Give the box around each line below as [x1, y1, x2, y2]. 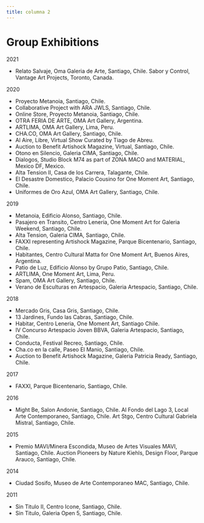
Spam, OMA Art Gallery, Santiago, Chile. [15, 276, 117, 284]
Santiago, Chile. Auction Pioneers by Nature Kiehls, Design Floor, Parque [15, 449, 199, 456]
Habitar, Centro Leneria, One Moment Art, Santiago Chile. [15, 320, 160, 327]
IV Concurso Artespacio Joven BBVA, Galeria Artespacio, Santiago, [15, 326, 184, 333]
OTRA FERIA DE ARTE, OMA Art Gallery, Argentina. [15, 117, 144, 124]
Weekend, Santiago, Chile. [15, 225, 82, 232]
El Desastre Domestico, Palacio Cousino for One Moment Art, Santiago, [15, 175, 195, 182]
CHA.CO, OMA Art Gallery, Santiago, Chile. [15, 129, 123, 137]
